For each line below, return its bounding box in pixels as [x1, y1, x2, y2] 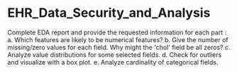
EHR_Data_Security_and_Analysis [7, 5, 211, 21]
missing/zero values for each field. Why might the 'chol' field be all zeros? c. [7, 43, 231, 51]
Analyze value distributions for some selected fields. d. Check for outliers [7, 51, 222, 59]
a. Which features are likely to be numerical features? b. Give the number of [7, 35, 228, 44]
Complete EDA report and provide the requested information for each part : [7, 28, 227, 36]
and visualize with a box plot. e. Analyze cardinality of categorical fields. [7, 58, 219, 66]
